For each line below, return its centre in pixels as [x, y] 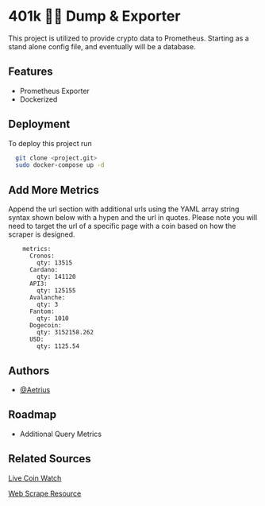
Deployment [39, 124]
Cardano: [44, 270]
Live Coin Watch [35, 478]
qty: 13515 [55, 263]
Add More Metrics [54, 190]
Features [31, 72]
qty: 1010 [53, 319]
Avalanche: [47, 298]
